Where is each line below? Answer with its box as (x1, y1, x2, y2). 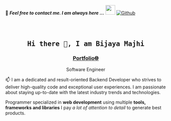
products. (5, 110, 26, 116)
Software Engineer (66, 66, 106, 72)
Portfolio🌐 (72, 55, 99, 62)
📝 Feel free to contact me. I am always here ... (5, 10, 105, 16)
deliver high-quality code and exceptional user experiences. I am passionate (5, 84, 166, 90)
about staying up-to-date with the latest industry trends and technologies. (5, 89, 161, 95)
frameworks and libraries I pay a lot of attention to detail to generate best (5, 104, 162, 110)
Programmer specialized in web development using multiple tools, (5, 99, 146, 105)
